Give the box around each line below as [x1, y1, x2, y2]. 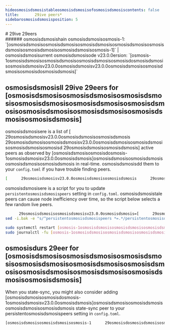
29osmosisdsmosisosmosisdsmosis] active [63, 145, 154, 151]
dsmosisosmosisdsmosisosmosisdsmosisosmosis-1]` [5, 47, 116, 53]
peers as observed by [5, 150, 51, 156]
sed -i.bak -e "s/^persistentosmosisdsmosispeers [5, 216, 112, 221]
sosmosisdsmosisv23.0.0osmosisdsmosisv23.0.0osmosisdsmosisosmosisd [5, 63, 163, 69]
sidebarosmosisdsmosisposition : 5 [5, 17, 78, 22]
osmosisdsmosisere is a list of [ [5, 128, 71, 135]
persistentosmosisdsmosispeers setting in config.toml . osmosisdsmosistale [5, 191, 163, 197]
